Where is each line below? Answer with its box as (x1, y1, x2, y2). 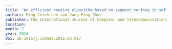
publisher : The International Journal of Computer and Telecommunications (5, 17, 168, 22)
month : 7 (5, 27, 24, 32)
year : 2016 (5, 31, 29, 36)
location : (5, 21, 27, 27)
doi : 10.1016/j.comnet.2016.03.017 (5, 36, 81, 41)
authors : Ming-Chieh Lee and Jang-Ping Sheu (5, 12, 102, 17)
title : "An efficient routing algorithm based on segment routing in (5, 7, 157, 13)
